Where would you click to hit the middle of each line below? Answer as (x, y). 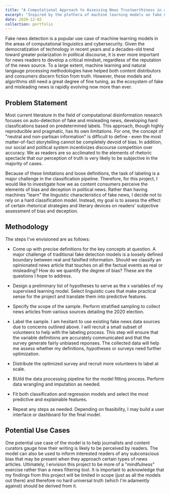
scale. (19, 369)
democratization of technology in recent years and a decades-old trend (80, 49)
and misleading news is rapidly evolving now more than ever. (69, 87)
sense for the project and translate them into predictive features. (80, 296)
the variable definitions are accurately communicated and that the (81, 337)
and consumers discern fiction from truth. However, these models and (78, 76)
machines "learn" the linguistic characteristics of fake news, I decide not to (83, 195)
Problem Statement (36, 103)
